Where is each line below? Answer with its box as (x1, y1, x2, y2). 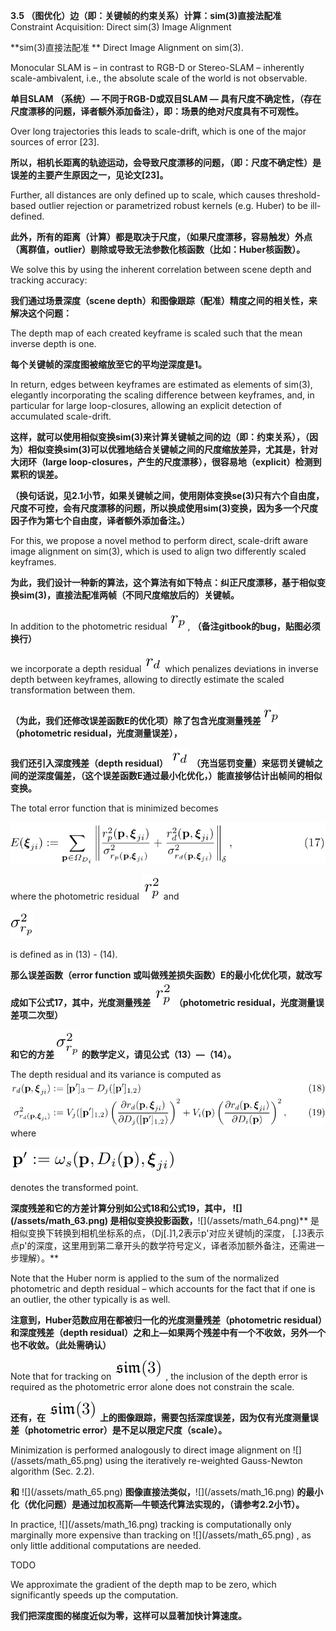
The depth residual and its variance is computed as (10, 1069, 222, 1081)
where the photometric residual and (10, 890, 180, 903)
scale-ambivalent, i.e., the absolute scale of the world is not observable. (10, 72, 308, 84)
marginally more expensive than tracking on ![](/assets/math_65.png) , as (10, 1529, 312, 1541)
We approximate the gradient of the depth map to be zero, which (10, 1579, 277, 1591)
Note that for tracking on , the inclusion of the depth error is (10, 1370, 308, 1383)
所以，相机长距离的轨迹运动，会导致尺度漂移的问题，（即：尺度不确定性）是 (10, 157, 322, 168)
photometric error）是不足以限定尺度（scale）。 (27, 1424, 228, 1436)
